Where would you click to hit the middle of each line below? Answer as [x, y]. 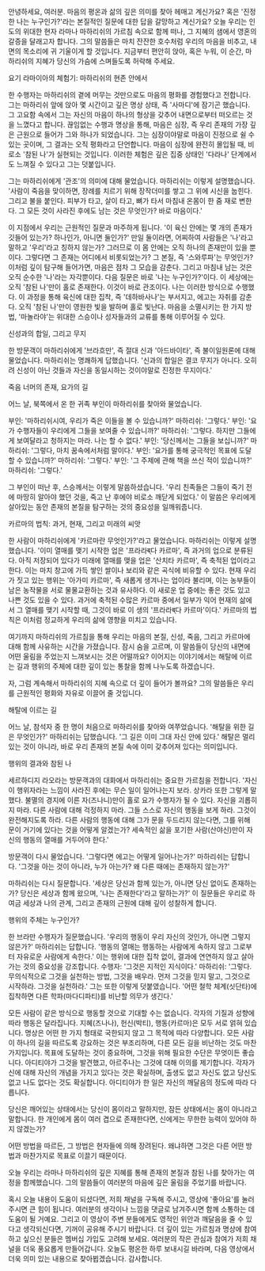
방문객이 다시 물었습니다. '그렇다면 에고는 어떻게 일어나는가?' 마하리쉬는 [119, 857]
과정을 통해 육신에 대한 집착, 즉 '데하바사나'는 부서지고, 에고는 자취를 [132, 297]
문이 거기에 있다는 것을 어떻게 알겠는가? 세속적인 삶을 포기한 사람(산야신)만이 [127, 830]
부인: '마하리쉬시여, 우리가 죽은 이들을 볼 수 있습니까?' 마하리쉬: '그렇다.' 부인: [127, 421]
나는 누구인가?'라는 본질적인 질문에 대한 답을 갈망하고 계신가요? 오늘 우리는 [132, 21]
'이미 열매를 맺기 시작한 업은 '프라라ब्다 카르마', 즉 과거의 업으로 [135, 550]
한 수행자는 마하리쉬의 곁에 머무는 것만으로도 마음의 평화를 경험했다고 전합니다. [130, 95]
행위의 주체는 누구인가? [44, 920]
